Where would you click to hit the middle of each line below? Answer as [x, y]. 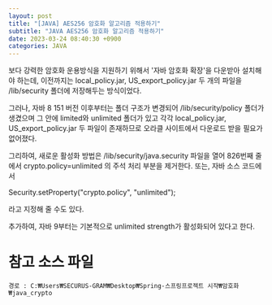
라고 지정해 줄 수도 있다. [46, 209]
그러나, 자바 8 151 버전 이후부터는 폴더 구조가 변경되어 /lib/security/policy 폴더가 [136, 108]
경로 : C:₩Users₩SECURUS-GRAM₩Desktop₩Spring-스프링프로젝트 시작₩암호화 [124, 286]
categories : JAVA [38, 46]
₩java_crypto [30, 294]
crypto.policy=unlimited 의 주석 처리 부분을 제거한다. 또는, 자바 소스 [132, 166]
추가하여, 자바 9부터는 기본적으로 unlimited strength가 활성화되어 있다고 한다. [132, 227]
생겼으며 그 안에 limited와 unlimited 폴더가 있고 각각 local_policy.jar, [117, 118]
